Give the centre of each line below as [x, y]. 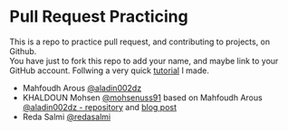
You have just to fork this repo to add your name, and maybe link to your [144, 61]
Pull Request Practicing [99, 17]
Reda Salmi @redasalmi [67, 117]
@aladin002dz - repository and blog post [100, 107]
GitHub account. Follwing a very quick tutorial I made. [110, 70]
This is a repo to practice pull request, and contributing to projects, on [140, 42]
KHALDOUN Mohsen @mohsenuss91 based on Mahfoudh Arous [142, 98]
